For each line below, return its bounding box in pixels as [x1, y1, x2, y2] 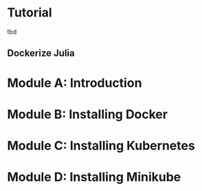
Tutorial [7, 5, 53, 21]
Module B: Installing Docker [7, 106, 168, 122]
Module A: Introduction [7, 75, 142, 91]
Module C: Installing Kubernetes [7, 137, 196, 153]
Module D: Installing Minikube [7, 170, 181, 185]
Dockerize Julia [7, 47, 75, 59]
